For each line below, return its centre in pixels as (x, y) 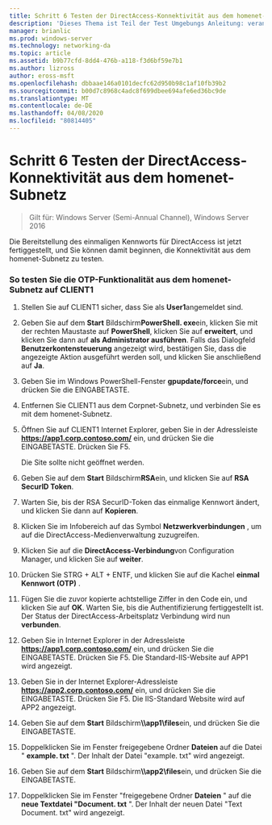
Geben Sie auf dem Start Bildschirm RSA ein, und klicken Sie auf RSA (135, 478)
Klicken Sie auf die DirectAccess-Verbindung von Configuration (128, 551)
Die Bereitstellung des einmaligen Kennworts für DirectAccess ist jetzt (126, 241)
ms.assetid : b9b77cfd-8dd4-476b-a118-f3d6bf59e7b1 (96, 61)
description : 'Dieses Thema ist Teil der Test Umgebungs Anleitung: (127, 23)
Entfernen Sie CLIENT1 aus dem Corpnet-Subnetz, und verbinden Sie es (141, 406)
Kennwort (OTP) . (51, 583)
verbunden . (41, 625)
